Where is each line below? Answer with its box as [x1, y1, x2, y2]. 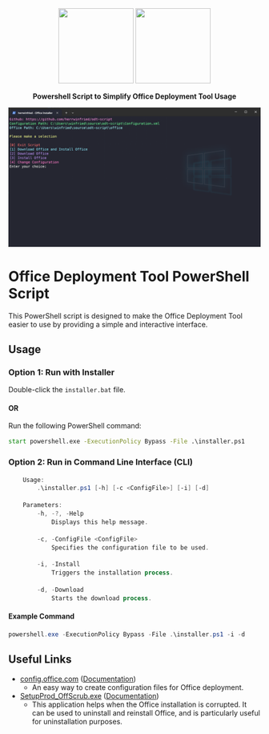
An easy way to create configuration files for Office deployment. [31, 682, 244, 692]
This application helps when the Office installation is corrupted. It [31, 700, 247, 709]
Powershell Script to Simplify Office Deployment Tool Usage [32, 91, 237, 101]
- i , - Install [37, 561, 81, 569]
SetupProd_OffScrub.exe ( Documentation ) [19, 691, 159, 700]
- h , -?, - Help [37, 509, 84, 518]
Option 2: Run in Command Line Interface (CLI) [8, 456, 194, 468]
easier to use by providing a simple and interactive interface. [8, 319, 208, 329]
